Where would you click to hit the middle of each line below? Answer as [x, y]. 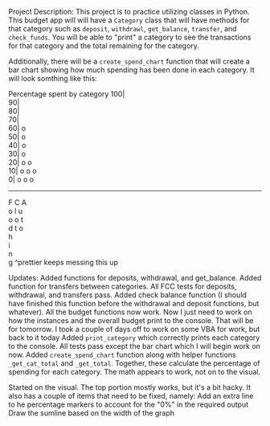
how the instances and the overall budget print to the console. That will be [131, 320]
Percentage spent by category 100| [67, 94]
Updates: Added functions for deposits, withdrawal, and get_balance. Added [135, 278]
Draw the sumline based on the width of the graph [92, 413]
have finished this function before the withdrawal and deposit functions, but [134, 303]
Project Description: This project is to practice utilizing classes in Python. [129, 12]
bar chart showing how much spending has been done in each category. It [131, 70]
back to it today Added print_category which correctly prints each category [134, 338]
